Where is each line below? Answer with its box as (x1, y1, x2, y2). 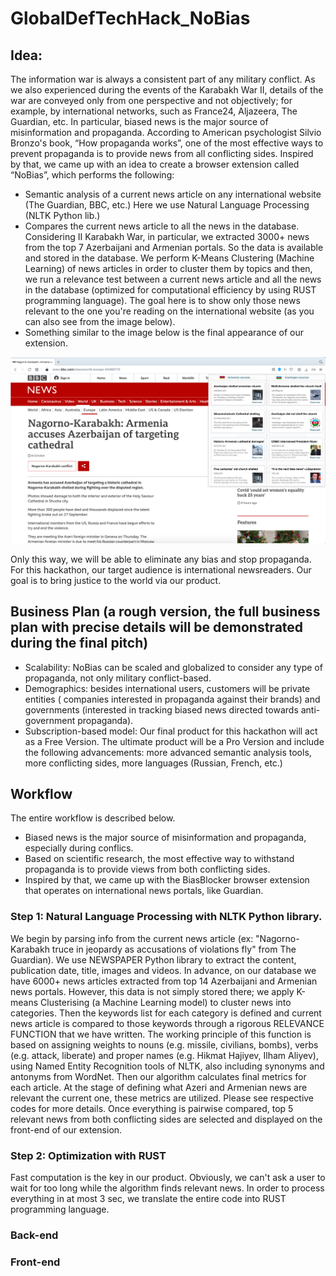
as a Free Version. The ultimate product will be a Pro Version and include (24, 735, 325, 747)
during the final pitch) (10, 635, 149, 652)
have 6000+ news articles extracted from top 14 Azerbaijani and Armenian (10, 975, 318, 987)
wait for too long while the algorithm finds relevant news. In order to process (10, 1182, 325, 1194)
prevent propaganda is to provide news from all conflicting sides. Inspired (10, 148, 314, 159)
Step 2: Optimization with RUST (10, 1148, 167, 1162)
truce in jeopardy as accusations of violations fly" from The (51, 943, 297, 955)
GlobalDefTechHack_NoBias (10, 7, 251, 30)
